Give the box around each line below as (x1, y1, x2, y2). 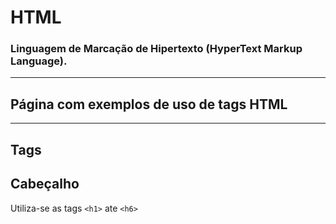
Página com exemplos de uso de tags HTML (10, 96, 288, 113)
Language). (10, 54, 68, 68)
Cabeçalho (10, 176, 80, 193)
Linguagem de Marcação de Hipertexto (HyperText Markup (10, 42, 303, 56)
